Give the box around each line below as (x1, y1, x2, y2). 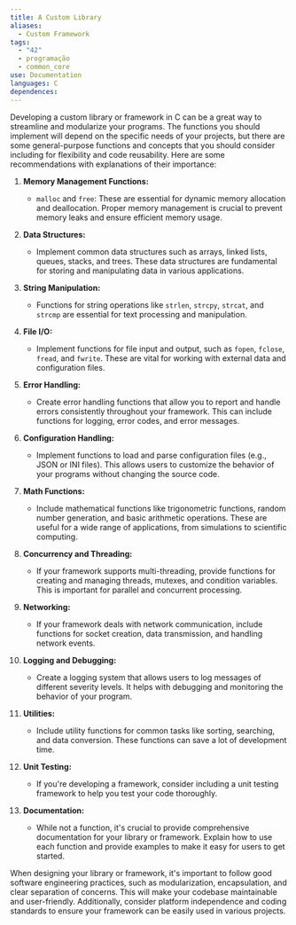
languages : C (10, 79, 58, 88)
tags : (10, 37, 30, 47)
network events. (35, 638, 96, 648)
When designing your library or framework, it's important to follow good (10, 867, 273, 878)
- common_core (18, 63, 70, 72)
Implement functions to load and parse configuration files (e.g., (35, 450, 267, 460)
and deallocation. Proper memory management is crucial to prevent (35, 202, 283, 213)
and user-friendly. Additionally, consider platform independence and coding (10, 896, 287, 906)
